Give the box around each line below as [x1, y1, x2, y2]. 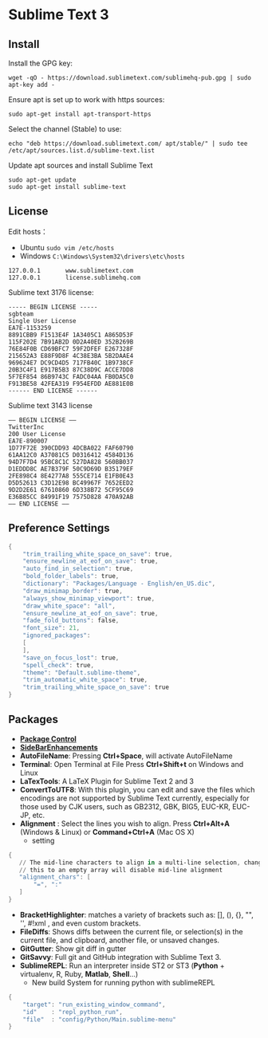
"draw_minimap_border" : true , [22, 587, 124, 595]
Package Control [19, 733, 77, 743]
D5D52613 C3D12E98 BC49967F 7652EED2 [8, 478, 134, 487]
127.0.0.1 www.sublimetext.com [8, 266, 134, 274]
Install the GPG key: [8, 58, 73, 68]
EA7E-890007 [8, 437, 48, 445]
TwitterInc [8, 423, 45, 431]
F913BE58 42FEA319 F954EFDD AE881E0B [8, 379, 134, 387]
